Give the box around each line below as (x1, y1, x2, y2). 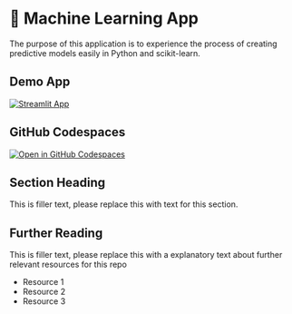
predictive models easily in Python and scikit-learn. (9, 47, 201, 58)
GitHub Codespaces (9, 124, 126, 140)
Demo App (9, 74, 71, 90)
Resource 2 (22, 286, 66, 298)
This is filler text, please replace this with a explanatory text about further (9, 250, 283, 260)
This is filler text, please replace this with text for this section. (9, 199, 238, 210)
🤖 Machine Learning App (9, 8, 200, 29)
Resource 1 (22, 277, 64, 288)
